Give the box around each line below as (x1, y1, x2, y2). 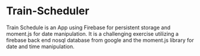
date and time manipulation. (6, 43, 75, 50)
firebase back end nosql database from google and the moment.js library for (6, 36, 194, 43)
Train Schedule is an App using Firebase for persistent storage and (6, 24, 171, 31)
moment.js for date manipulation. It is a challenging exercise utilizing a (6, 30, 179, 37)
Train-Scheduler (6, 4, 90, 18)
